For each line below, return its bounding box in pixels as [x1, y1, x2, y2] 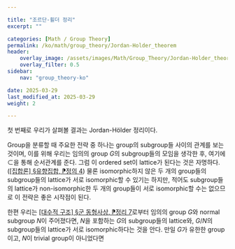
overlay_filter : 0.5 [20, 61, 80, 68]
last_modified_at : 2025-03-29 [7, 93, 96, 100]
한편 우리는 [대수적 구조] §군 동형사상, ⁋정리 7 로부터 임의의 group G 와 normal [7, 208, 220, 216]
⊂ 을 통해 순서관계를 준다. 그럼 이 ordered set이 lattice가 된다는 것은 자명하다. [7, 158, 220, 167]
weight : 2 [7, 100, 36, 107]
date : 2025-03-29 [7, 86, 58, 94]
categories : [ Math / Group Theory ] [7, 36, 111, 43]
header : [7, 48, 30, 56]
